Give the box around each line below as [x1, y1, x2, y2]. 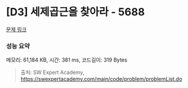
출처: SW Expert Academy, [20, 69, 85, 76]
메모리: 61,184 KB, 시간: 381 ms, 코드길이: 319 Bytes [6, 56, 127, 63]
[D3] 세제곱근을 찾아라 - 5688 [6, 5, 145, 19]
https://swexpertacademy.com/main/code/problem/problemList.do [20, 76, 183, 83]
